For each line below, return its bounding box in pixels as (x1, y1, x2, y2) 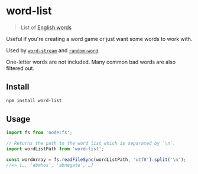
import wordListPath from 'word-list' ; (6, 146, 105, 152)
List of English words (20, 24, 72, 31)
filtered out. (6, 64, 34, 72)
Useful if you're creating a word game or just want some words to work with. (6, 35, 193, 42)
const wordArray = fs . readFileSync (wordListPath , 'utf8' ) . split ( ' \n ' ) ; (6, 157, 186, 163)
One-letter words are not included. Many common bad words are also (6, 58, 176, 65)
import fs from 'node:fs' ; (6, 129, 73, 136)
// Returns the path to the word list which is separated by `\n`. (6, 141, 176, 147)
